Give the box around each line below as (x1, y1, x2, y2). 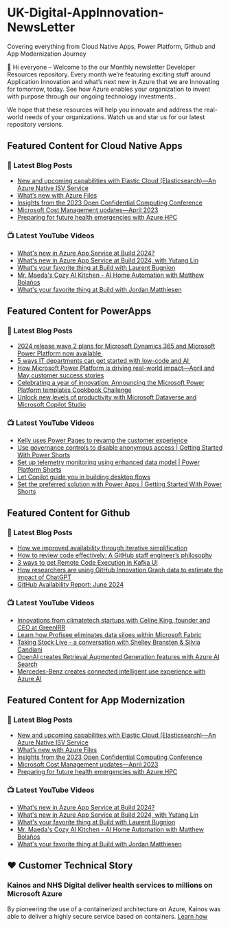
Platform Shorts (16, 465, 62, 473)
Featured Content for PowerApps (7, 305, 152, 317)
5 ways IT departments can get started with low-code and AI (16, 356, 189, 364)
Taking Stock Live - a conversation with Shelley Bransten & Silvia (16, 638, 200, 646)
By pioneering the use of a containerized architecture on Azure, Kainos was (7, 904, 221, 913)
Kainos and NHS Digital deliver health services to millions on (7, 880, 213, 890)
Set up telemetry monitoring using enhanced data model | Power (16, 458, 200, 466)
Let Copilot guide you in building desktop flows (16, 472, 151, 481)
